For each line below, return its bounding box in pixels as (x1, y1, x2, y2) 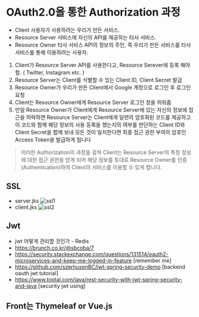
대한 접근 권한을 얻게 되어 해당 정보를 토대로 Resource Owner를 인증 (27, 156, 188, 163)
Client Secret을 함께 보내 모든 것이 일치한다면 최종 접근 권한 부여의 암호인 (14, 128, 186, 136)
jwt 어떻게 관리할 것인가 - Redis (14, 237, 89, 245)
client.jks (14, 204, 38, 211)
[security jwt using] (38, 282, 86, 290)
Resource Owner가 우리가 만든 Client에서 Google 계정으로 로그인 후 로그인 (14, 84, 191, 91)
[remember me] (133, 257, 172, 264)
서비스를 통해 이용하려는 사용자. (14, 48, 88, 56)
